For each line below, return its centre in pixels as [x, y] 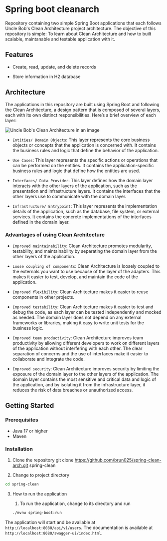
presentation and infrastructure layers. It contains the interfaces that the [86, 191]
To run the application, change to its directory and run [75, 503]
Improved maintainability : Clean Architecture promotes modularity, [82, 246]
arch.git [20, 465]
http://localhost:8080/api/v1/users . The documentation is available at [79, 527]
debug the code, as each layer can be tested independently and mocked [87, 312]
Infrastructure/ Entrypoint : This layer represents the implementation [85, 206]
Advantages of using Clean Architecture [55, 235]
